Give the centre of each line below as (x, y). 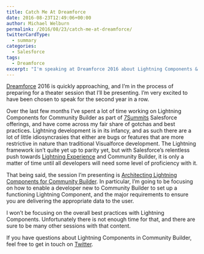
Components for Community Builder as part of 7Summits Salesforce (92, 118)
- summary (24, 40)
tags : (13, 58)
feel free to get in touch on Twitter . (50, 244)
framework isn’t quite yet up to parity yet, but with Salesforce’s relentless (98, 150)
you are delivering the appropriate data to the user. (70, 201)
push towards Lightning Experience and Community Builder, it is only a (95, 157)
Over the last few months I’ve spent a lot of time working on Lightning (94, 111)
